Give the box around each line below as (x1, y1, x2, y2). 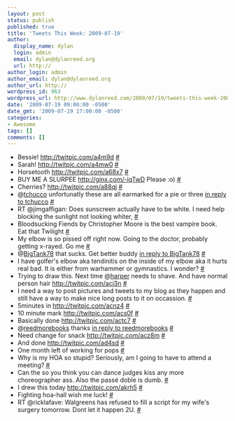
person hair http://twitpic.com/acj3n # (17, 279, 127, 287)
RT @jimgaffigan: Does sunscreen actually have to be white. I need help (17, 205, 225, 213)
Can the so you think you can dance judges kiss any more (17, 369, 185, 377)
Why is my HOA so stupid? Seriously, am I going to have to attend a (17, 354, 212, 362)
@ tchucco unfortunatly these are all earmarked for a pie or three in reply (17, 190, 227, 199)
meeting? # (17, 361, 50, 369)
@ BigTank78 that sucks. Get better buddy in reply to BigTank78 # (17, 250, 206, 258)
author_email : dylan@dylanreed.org (7, 75, 111, 83)
